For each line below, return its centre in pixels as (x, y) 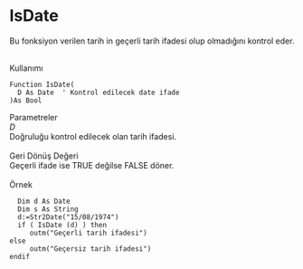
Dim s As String (48, 209)
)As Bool (26, 101)
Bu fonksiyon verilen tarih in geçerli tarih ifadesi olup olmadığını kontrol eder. (152, 41)
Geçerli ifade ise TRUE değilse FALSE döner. (92, 165)
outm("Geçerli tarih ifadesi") (88, 233)
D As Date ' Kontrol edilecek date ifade (99, 92)
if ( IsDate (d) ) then (62, 225)
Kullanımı (26, 68)
